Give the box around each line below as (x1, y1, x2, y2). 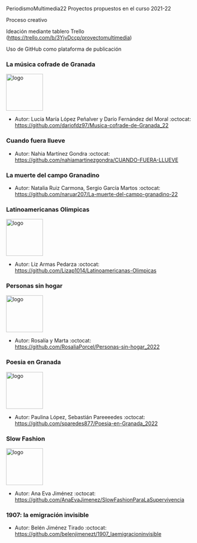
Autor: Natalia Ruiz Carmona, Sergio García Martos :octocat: (14, 184, 161, 191)
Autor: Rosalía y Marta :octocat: (14, 337, 91, 344)
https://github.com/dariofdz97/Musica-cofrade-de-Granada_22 (14, 122, 169, 129)
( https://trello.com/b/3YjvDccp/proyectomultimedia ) (6, 34, 132, 41)
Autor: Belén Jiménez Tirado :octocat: (14, 524, 107, 531)
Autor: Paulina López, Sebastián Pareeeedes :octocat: (14, 413, 145, 420)
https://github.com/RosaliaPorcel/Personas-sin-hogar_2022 (14, 343, 160, 350)
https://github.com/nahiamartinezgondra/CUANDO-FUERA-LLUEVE (14, 156, 179, 163)
